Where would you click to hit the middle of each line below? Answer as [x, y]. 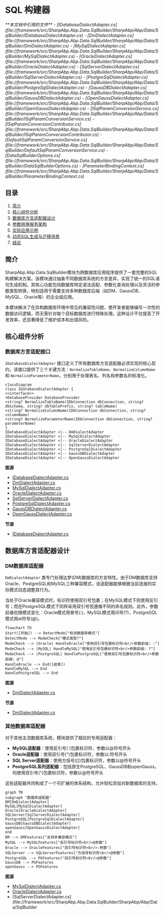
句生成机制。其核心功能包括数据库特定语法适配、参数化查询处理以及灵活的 [80, 284]
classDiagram [18, 385]
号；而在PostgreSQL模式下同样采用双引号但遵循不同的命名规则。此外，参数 [82, 606]
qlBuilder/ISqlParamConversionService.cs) [48, 119]
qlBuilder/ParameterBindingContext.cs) [45, 176]
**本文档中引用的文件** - [30, 25]
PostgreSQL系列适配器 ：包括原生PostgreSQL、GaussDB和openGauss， [85, 767]
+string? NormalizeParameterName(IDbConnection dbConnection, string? [79, 419]
